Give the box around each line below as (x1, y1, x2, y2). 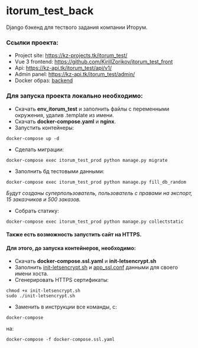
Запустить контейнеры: (14, 124, 74, 131)
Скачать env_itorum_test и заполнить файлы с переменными (14, 105, 170, 112)
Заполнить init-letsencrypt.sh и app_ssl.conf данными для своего (14, 264, 178, 271)
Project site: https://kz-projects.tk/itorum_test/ (14, 52, 128, 59)
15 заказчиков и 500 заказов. (6, 196, 81, 203)
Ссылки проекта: (6, 38, 59, 47)
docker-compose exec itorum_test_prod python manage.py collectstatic (6, 219, 184, 225)
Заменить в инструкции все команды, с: (14, 303, 117, 311)
